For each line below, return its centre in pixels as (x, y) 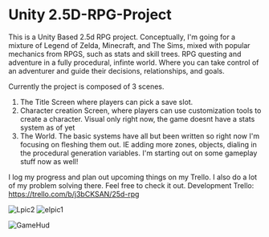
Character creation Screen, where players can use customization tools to (141, 110)
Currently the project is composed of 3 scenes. (86, 86)
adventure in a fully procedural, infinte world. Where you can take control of (134, 62)
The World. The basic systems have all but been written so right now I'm (139, 136)
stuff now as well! (49, 161)
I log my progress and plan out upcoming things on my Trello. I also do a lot (133, 177)
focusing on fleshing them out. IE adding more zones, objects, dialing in (138, 144)
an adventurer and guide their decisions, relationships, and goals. (116, 70)
